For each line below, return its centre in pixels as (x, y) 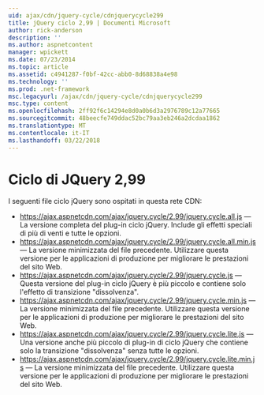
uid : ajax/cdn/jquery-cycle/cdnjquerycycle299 (86, 15)
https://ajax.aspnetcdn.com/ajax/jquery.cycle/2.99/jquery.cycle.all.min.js (138, 242)
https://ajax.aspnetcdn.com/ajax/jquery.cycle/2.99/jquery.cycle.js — (130, 275)
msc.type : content (38, 103)
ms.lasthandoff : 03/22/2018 (54, 140)
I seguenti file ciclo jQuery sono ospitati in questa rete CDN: (105, 201)
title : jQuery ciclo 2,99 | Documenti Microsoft (89, 23)
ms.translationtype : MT (47, 126)
